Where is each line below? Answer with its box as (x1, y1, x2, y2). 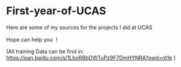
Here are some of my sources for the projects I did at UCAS (6, 24, 153, 31)
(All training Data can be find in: (6, 47, 84, 55)
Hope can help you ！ (6, 36, 60, 43)
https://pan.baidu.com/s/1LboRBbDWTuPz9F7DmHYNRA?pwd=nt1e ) (6, 54, 176, 61)
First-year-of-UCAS (6, 4, 106, 18)
